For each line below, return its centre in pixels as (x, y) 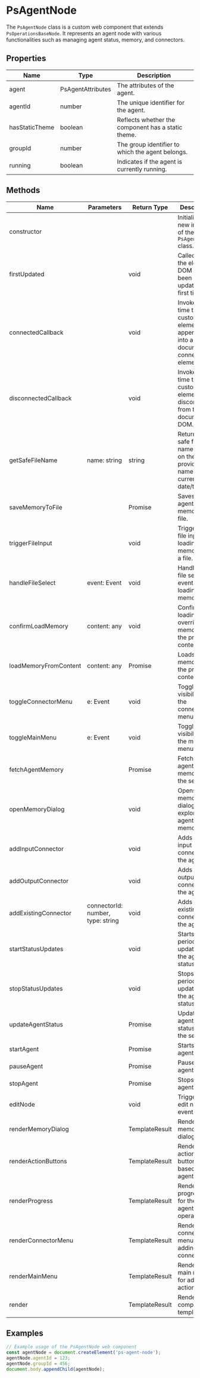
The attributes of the (146, 85)
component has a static (150, 127)
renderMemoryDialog (39, 1129)
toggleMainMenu (33, 737)
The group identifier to (148, 144)
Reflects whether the (146, 120)
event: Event (104, 582)
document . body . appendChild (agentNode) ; (56, 1369)
